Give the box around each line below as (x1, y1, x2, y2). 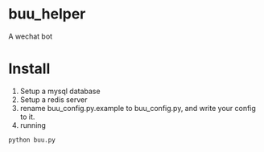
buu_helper (8, 5, 86, 23)
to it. (19, 112, 35, 121)
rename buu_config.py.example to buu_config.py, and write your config (19, 103, 256, 113)
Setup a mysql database (19, 86, 101, 96)
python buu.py (8, 136, 56, 144)
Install (8, 60, 51, 78)
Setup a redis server (19, 94, 88, 105)
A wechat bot (8, 31, 53, 41)
